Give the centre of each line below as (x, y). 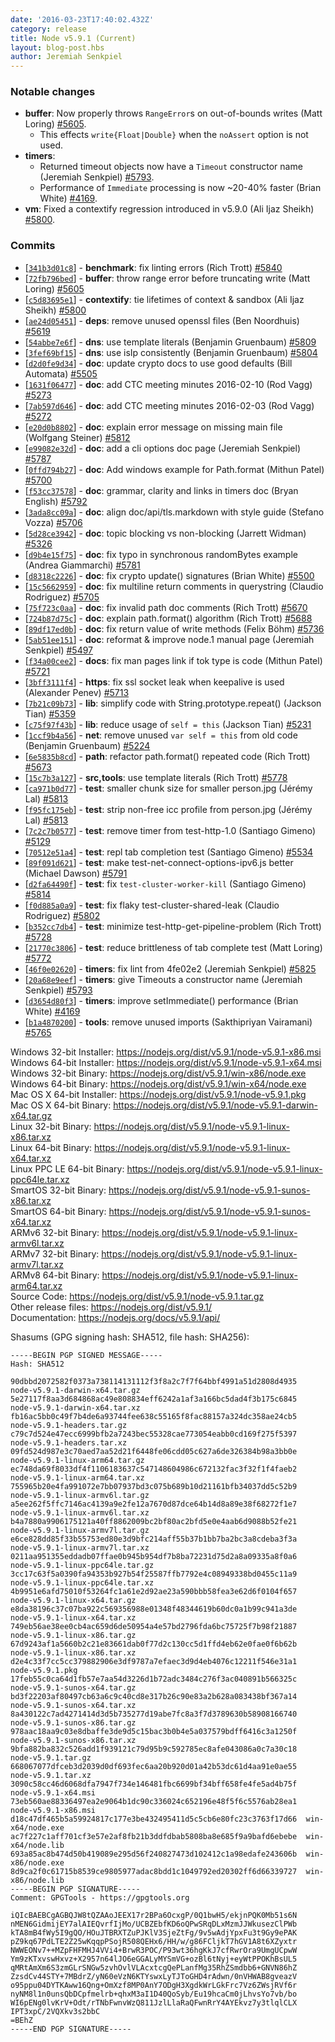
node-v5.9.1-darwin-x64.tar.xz (75, 1407)
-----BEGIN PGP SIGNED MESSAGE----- (86, 1355)
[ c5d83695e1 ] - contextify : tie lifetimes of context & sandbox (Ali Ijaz (164, 299)
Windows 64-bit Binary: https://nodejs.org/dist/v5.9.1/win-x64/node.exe (158, 1083)
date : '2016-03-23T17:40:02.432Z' (82, 19)
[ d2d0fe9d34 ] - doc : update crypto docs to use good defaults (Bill (158, 363)
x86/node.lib (37, 1880)
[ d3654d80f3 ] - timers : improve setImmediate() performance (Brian (161, 1000)
